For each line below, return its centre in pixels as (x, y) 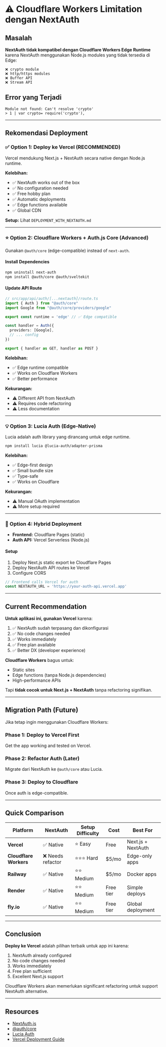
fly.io (14, 907)
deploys (136, 894)
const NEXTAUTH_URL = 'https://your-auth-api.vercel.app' (66, 587)
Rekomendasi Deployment (46, 133)
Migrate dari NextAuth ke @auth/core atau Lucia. (54, 769)
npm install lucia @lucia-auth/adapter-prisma (54, 446)
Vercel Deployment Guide (38, 1039)
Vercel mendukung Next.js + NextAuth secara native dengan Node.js (75, 158)
